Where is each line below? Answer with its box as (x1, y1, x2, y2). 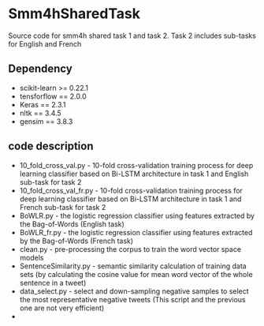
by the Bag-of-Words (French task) (19, 236, 134, 245)
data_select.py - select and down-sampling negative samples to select (19, 286, 250, 296)
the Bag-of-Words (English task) (19, 219, 125, 229)
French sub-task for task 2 (19, 202, 106, 212)
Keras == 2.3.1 (19, 99, 66, 109)
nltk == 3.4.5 (19, 108, 61, 118)
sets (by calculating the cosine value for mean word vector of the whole (19, 269, 254, 279)
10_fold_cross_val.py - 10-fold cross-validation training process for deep (19, 160, 254, 170)
